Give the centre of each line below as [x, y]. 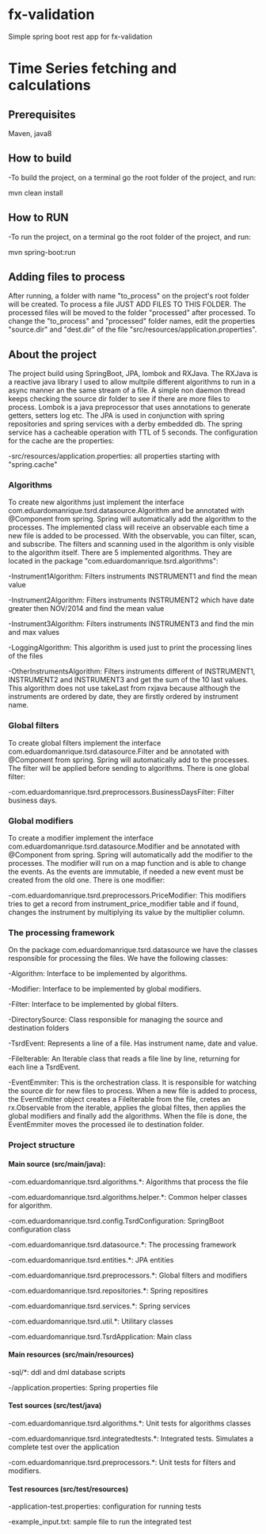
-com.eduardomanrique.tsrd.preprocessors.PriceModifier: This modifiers [127, 895]
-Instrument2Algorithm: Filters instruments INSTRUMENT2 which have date [131, 600]
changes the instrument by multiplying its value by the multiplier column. [127, 913]
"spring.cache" [33, 465]
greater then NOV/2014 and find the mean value [86, 609]
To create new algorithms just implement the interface [96, 502]
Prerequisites [42, 114]
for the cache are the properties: [61, 441]
